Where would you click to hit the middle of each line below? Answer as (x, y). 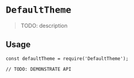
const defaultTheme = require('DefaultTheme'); (67, 59)
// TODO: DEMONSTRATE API (38, 69)
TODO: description (44, 25)
